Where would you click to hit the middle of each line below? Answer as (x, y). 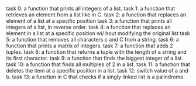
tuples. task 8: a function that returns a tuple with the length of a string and (97, 52)
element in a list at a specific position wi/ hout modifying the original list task (98, 33)
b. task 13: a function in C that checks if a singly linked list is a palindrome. (96, 77)
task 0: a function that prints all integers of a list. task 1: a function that (91, 8)
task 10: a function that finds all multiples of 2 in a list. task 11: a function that (98, 64)
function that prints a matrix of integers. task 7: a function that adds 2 (90, 46)
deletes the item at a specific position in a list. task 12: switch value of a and (97, 70)
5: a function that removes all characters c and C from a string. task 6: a (93, 39)
